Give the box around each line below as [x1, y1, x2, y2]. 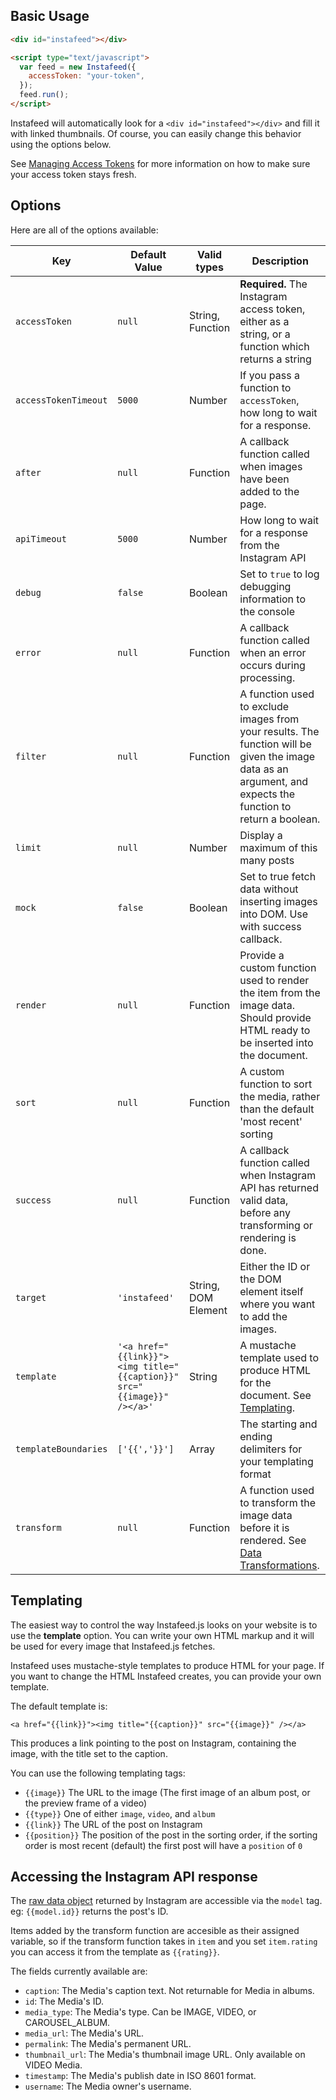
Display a [239, 828, 283, 842]
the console [239, 604, 295, 618]
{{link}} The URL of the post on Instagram [24, 1818, 203, 1830]
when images [239, 459, 303, 473]
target [15, 1292, 47, 1303]
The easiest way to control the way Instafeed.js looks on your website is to [10, 1619, 318, 1631]
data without [239, 882, 299, 896]
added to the [239, 484, 300, 498]
